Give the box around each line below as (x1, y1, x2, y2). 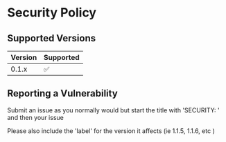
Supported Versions (7, 32, 96, 44)
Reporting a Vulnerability (7, 88, 118, 99)
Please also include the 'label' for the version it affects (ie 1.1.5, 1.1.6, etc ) (7, 126, 215, 135)
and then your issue (7, 113, 64, 121)
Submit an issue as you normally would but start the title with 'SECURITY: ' (7, 105, 220, 114)
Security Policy (7, 5, 97, 21)
